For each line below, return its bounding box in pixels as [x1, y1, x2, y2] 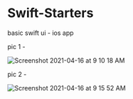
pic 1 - [7, 42, 26, 51]
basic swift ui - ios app [7, 28, 74, 37]
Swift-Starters [7, 5, 94, 21]
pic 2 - [7, 70, 27, 78]
